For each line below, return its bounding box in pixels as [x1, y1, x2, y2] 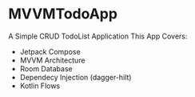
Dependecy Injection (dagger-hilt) [19, 72, 132, 82]
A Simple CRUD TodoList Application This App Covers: [8, 31, 188, 41]
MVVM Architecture [19, 55, 86, 65]
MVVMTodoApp [8, 5, 118, 23]
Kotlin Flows [19, 81, 61, 91]
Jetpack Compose [19, 46, 82, 56]
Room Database [19, 63, 74, 73]
